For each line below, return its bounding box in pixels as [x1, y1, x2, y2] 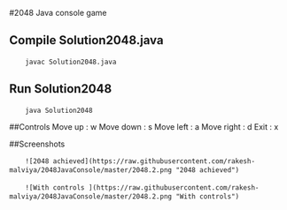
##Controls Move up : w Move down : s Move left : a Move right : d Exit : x [9, 121, 279, 131]
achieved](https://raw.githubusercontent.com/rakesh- [52, 156, 255, 166]
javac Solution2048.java [25, 57, 117, 66]
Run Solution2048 [9, 81, 112, 96]
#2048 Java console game [9, 8, 107, 18]
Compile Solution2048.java [9, 33, 164, 48]
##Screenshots [9, 139, 66, 149]
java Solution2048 [25, 106, 93, 115]
